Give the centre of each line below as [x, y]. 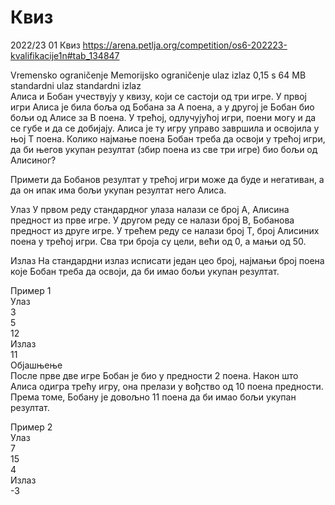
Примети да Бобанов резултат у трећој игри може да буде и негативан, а [167, 179]
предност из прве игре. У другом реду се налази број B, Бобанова [152, 220]
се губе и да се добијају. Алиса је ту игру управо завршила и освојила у [165, 128]
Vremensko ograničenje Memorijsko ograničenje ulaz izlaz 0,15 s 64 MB [158, 75]
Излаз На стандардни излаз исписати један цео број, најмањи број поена [167, 260]
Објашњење [36, 365]
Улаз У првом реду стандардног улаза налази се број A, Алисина [150, 209]
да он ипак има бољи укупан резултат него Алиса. [118, 190]
